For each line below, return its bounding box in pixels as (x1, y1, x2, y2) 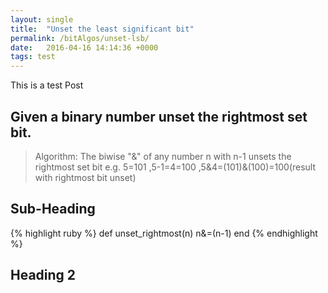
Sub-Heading (10, 201, 96, 218)
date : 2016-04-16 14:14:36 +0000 (10, 42, 159, 53)
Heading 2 (10, 267, 77, 284)
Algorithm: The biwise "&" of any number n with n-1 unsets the (34, 150, 292, 162)
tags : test (10, 52, 56, 62)
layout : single (10, 14, 74, 25)
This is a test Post (10, 79, 84, 91)
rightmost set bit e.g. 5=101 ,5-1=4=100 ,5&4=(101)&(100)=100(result (34, 161, 317, 173)
